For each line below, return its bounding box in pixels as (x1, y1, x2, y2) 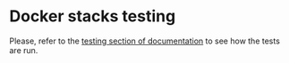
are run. (9, 44, 38, 55)
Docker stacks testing (9, 6, 176, 27)
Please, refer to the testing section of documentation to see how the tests (9, 35, 280, 46)
